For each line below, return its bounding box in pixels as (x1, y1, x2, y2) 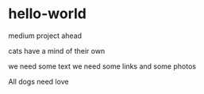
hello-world (8, 5, 87, 23)
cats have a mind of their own (8, 46, 106, 55)
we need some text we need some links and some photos (8, 61, 197, 71)
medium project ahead (8, 31, 82, 40)
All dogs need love (8, 77, 69, 86)
